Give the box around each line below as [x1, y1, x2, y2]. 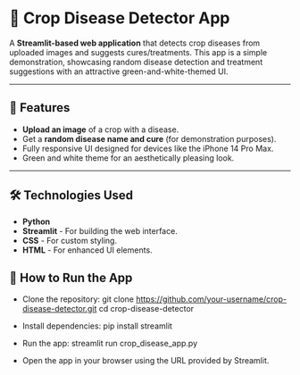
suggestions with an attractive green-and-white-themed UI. [9, 66, 229, 77]
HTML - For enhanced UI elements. [21, 245, 154, 255]
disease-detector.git [21, 304, 97, 314]
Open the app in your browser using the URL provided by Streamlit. [21, 355, 270, 366]
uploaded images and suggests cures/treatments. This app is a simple [9, 46, 268, 57]
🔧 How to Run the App [9, 270, 133, 285]
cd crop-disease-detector [98, 304, 195, 314]
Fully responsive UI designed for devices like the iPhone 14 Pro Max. [21, 143, 274, 154]
